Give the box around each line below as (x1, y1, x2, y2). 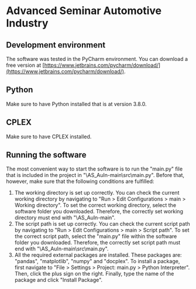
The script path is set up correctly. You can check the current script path (14, 220, 190, 227)
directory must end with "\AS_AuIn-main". (14, 214, 116, 221)
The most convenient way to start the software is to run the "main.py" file (6, 165, 183, 172)
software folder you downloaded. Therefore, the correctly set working (14, 208, 183, 215)
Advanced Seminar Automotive (6, 4, 162, 18)
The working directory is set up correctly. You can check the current (14, 189, 180, 196)
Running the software (6, 150, 87, 160)
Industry (6, 16, 49, 30)
